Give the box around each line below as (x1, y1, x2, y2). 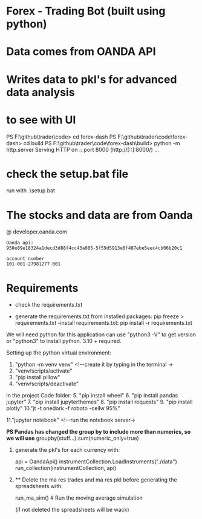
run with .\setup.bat (6, 187, 56, 194)
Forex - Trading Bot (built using (6, 4, 166, 18)
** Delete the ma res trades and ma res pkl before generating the (15, 476, 177, 483)
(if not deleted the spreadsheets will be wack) (15, 506, 129, 514)
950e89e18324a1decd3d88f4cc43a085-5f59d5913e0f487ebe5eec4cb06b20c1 (6, 245, 183, 252)
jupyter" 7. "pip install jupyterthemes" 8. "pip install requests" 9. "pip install (6, 398, 193, 406)
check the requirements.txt (15, 301, 83, 308)
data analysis (6, 85, 75, 99)
